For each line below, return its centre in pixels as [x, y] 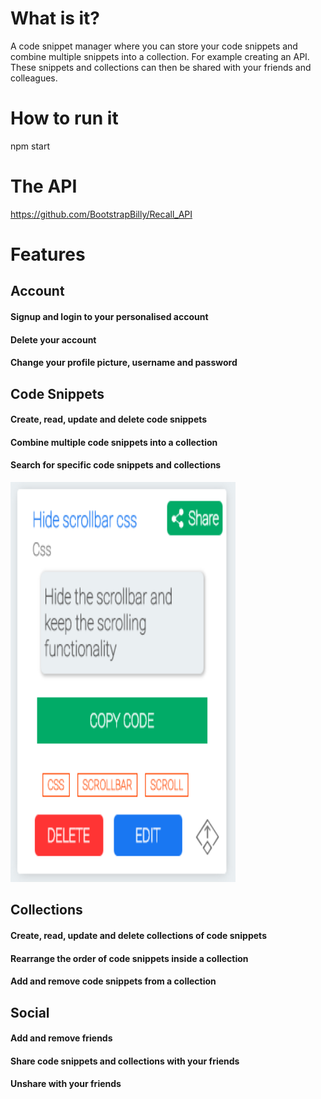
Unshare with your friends [66, 1084]
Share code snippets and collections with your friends [125, 1061]
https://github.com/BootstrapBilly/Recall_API [101, 214]
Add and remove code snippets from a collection [113, 981]
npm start [30, 146]
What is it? [55, 18]
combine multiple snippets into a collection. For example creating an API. [160, 56]
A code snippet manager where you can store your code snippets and [154, 46]
